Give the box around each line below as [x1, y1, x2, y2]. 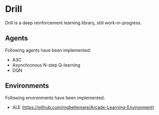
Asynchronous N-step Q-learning [12, 62, 80, 68]
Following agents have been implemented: [5, 47, 91, 53]
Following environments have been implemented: [5, 95, 105, 101]
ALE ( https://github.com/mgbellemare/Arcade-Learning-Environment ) [12, 104, 155, 110]
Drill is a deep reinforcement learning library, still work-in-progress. [5, 20, 142, 26]
